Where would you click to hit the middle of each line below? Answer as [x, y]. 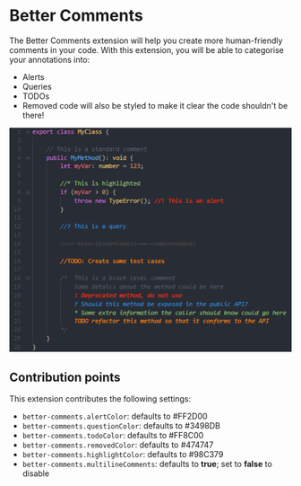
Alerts [33, 76]
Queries [37, 86]
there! [33, 115]
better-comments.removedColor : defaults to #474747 [118, 445]
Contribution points [65, 377]
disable [36, 473]
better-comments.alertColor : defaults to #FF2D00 [115, 416]
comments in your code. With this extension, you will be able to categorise [146, 49]
